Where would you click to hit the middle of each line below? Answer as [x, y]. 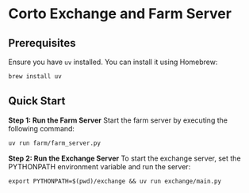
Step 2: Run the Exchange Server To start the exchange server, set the [125, 158]
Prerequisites [42, 43]
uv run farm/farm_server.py [55, 143]
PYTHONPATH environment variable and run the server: [100, 166]
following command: [42, 128]
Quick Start [37, 101]
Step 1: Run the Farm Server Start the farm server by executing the [118, 120]
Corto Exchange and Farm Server [120, 14]
